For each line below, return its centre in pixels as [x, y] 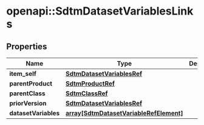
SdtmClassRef [87, 93]
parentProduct [31, 83]
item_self [23, 74]
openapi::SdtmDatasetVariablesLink [100, 11]
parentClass [27, 93]
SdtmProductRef [90, 83]
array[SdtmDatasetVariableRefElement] [124, 113]
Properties [27, 46]
